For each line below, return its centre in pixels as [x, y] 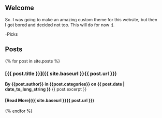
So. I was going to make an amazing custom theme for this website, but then [81, 19]
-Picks [11, 34]
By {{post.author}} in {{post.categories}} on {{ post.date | [65, 84]
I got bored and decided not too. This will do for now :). [60, 25]
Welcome [20, 8]
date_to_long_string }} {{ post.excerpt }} [46, 89]
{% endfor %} [19, 111]
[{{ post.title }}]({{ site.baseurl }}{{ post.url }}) [61, 74]
